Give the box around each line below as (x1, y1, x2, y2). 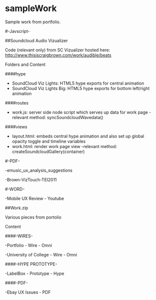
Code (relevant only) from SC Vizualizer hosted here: (5, 47, 110, 53)
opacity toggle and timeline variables (12, 138, 86, 144)
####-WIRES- (5, 233, 33, 239)
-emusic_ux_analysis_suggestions (5, 167, 72, 173)
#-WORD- (5, 186, 25, 192)
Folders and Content (5, 61, 46, 67)
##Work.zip (5, 205, 28, 210)
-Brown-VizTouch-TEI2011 (5, 177, 57, 182)
